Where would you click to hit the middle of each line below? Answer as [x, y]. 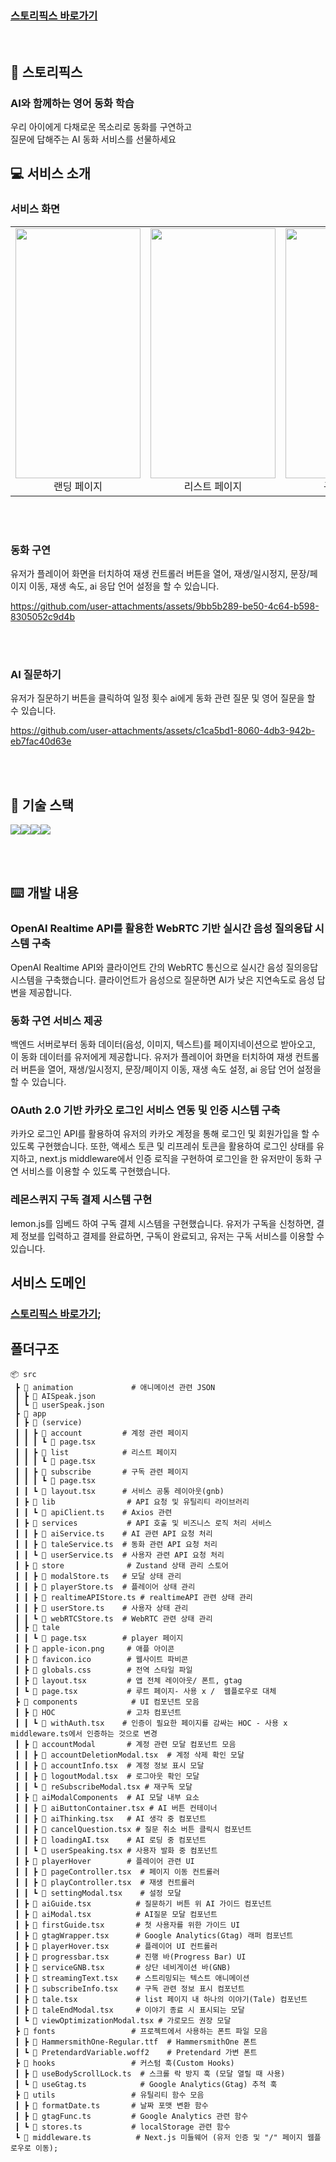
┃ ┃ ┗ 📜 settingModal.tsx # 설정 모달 [98, 1893]
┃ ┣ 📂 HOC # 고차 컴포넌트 [98, 1712]
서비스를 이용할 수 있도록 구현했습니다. [95, 1171]
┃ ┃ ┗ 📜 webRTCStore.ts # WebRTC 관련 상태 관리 [113, 1618]
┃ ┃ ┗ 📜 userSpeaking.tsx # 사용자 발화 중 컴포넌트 [116, 1850]
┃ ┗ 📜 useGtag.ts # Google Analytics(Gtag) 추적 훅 [146, 2084]
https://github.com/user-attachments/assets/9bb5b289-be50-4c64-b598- [165, 606]
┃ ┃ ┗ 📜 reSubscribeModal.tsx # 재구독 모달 [103, 1787]
